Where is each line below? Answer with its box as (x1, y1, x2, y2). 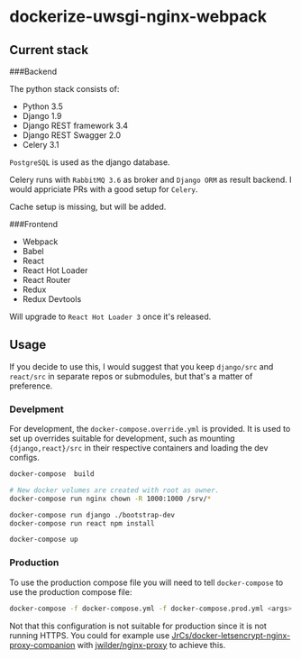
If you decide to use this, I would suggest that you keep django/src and (9, 361, 274, 371)
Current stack (9, 42, 88, 58)
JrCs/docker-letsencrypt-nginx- (171, 629, 291, 641)
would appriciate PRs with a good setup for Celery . (9, 184, 198, 195)
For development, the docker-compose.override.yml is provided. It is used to (9, 424, 291, 435)
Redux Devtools (22, 294, 82, 304)
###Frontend (9, 219, 59, 229)
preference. (9, 380, 53, 391)
